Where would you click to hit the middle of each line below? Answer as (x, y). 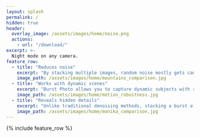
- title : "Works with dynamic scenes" (60, 84)
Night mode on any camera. (45, 56)
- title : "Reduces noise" (44, 67)
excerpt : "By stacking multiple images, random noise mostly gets (101, 73)
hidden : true (22, 23)
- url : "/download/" (42, 45)
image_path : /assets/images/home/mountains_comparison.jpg (92, 78)
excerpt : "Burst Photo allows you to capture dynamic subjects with (104, 89)
